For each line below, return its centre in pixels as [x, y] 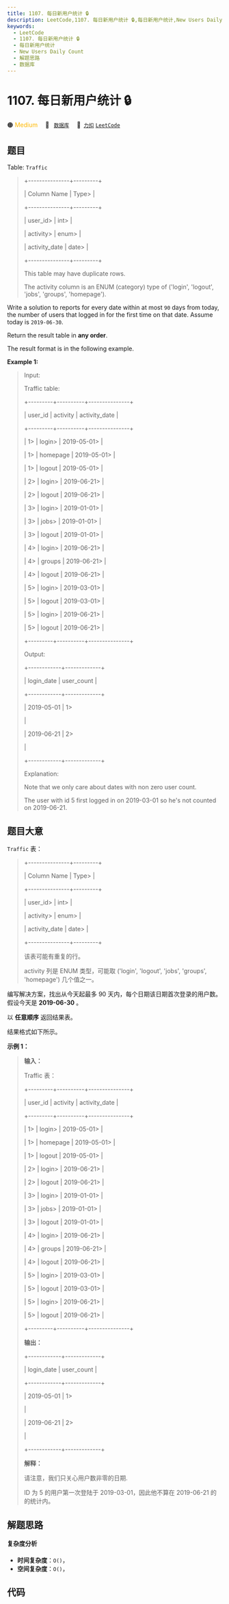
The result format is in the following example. [71, 349]
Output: [35, 654]
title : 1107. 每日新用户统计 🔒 [48, 13]
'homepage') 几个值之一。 [60, 980]
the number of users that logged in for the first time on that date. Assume [110, 315]
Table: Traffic [27, 167]
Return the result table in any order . [57, 335]
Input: [32, 375]
